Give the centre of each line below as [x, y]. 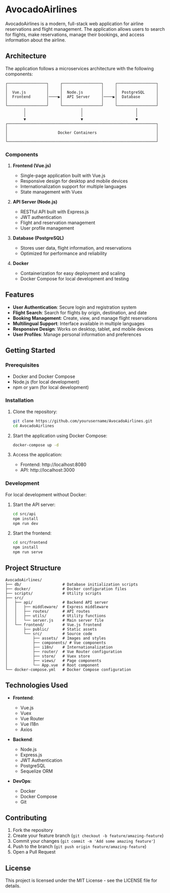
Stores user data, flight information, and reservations [76, 248]
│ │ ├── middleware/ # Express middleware [57, 607]
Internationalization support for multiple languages [73, 187]
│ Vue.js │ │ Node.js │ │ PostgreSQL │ [82, 92]
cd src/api [24, 514]
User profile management [47, 228]
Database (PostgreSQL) [38, 238]
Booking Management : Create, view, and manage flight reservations [85, 318]
